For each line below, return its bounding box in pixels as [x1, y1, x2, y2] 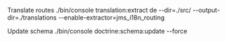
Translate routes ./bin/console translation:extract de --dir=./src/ [7, 6, 192, 14]
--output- [192, 6, 220, 14]
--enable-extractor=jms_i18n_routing [58, 13, 165, 22]
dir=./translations [7, 13, 58, 22]
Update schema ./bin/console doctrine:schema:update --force [7, 27, 188, 35]
